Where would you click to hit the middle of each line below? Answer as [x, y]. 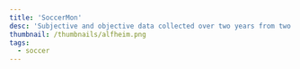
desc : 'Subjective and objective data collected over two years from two [150, 26]
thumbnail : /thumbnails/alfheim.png [78, 34]
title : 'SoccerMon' [46, 17]
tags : [19, 43]
